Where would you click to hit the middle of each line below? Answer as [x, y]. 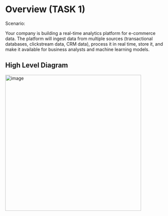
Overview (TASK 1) [45, 9]
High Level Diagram [37, 65]
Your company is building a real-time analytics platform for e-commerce [80, 33]
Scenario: [15, 23]
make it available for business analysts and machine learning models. [77, 49]
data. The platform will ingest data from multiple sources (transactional [79, 39]
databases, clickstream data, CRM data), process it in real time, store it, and [84, 44]
